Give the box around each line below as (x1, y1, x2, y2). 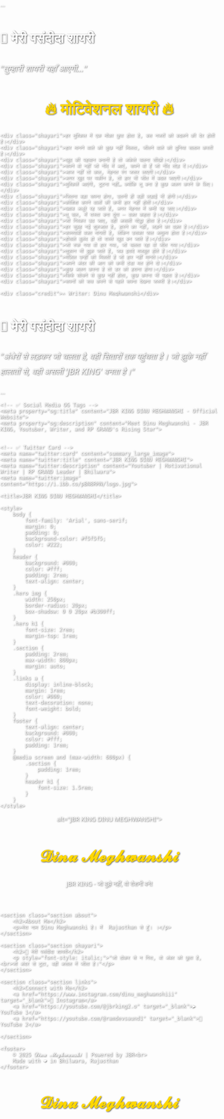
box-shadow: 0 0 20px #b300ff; (24, 608, 115, 615)
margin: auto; (24, 663, 66, 670)
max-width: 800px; (24, 657, 78, 664)
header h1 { (24, 778, 60, 785)
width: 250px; (24, 596, 66, 603)
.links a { (12, 675, 44, 682)
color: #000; (24, 693, 62, 700)
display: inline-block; (24, 681, 94, 688)
